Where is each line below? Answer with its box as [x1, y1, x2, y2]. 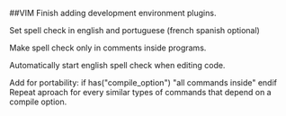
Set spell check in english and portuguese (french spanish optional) [9, 25, 261, 35]
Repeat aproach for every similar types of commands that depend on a [9, 87, 272, 97]
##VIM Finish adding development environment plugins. [9, 8, 217, 18]
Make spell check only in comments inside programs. [9, 42, 207, 53]
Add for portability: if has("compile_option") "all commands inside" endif [9, 77, 277, 88]
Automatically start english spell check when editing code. [9, 60, 226, 70]
